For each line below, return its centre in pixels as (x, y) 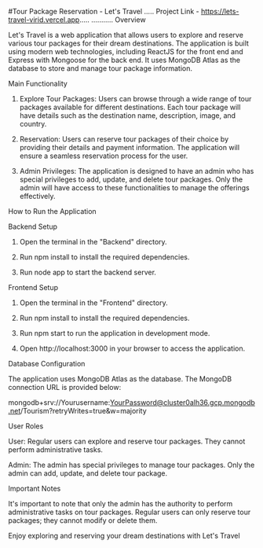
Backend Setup (33, 226)
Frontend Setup (33, 287)
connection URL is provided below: (65, 387)
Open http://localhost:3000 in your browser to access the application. (132, 348)
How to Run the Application (52, 211)
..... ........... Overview (113, 20)
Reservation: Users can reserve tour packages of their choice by (124, 139)
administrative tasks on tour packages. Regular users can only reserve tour (130, 512)
